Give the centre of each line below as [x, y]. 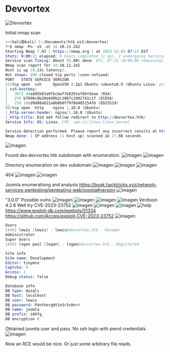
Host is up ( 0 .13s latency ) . [36, 70]
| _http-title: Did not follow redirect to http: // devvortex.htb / [75, 117]
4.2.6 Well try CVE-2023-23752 [38, 205]
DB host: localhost [26, 295]
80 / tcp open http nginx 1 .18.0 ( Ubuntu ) [53, 108]
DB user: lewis [21, 300]
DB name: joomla [22, 309]
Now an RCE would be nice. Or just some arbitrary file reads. [69, 344]
